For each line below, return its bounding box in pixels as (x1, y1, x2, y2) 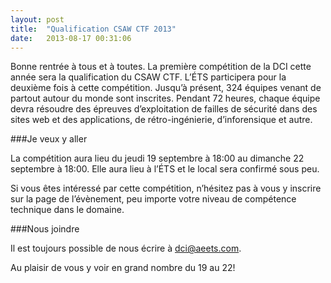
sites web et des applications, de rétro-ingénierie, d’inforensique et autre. (10, 114, 313, 126)
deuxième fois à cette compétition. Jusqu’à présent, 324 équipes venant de (10, 82, 322, 94)
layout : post (10, 14, 65, 25)
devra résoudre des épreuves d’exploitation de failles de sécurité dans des (10, 103, 318, 115)
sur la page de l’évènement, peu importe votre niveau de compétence (10, 193, 297, 205)
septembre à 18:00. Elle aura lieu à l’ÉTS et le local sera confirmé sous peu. (10, 163, 320, 175)
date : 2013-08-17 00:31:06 (10, 33, 132, 43)
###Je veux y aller (10, 133, 88, 145)
